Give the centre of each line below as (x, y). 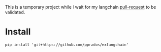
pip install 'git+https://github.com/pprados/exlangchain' (67, 45)
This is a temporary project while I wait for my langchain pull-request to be (81, 7)
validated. (15, 12)
